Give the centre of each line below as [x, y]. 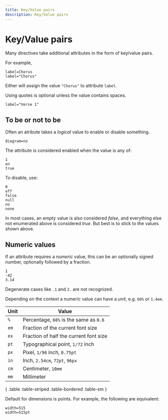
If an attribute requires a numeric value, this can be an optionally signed [79, 257]
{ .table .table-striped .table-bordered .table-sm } [56, 389]
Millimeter [34, 377]
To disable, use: [22, 178]
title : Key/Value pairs [30, 10]
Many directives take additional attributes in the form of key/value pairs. [79, 53]
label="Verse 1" [22, 105]
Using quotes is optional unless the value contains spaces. [66, 95]
